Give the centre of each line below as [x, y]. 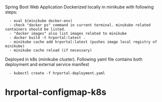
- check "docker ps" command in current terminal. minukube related [80, 25]
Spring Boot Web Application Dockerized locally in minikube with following [79, 7]
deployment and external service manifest [47, 64]
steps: [11, 12]
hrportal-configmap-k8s [56, 92]
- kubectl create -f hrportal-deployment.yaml [57, 73]
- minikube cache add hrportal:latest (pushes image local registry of [83, 42]
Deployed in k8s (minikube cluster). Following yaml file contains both [74, 59]
